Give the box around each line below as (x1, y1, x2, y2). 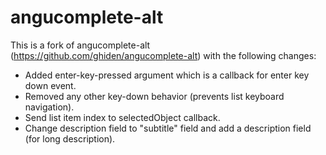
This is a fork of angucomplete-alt (10, 39, 151, 51)
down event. (24, 79, 77, 91)
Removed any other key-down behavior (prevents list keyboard (24, 90, 285, 102)
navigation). (24, 101, 75, 113)
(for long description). (24, 132, 116, 145)
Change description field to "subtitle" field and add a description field (24, 122, 312, 134)
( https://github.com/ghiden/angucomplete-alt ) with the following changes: (10, 49, 317, 61)
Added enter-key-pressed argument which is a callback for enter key (24, 69, 310, 81)
